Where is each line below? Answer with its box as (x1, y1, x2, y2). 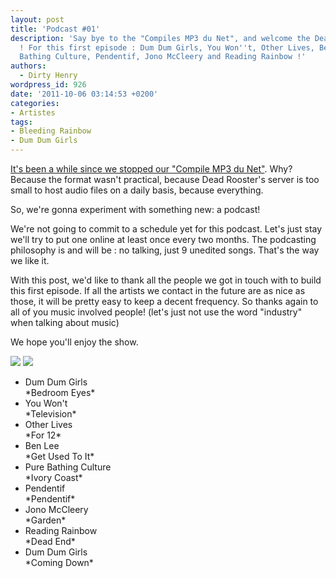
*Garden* (24, 514, 67, 526)
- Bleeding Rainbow (10, 126, 92, 136)
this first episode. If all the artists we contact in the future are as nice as (10, 285, 306, 296)
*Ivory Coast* (24, 472, 83, 483)
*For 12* (24, 429, 62, 441)
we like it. (10, 255, 50, 266)
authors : (10, 61, 47, 71)
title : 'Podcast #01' (10, 24, 101, 34)
